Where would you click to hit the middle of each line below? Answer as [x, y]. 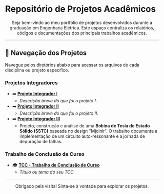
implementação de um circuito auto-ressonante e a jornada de [82, 136]
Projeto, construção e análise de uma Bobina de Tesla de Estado [85, 126]
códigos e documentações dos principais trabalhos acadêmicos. [82, 33]
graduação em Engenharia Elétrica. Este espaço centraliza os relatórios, [82, 27]
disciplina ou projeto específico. [37, 70]
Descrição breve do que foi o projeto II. [59, 113]
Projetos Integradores [31, 83]
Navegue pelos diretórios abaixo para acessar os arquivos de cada [72, 65]
